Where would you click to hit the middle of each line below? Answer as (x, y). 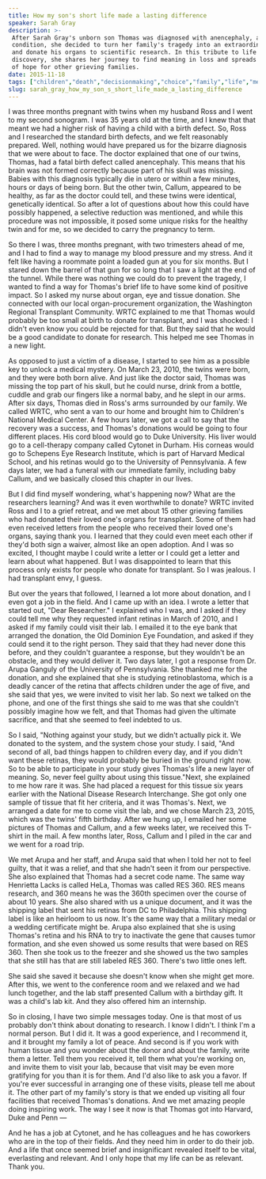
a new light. (27, 346)
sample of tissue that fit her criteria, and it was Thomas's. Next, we (118, 802)
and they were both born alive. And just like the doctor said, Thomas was (127, 378)
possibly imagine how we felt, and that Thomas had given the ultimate (122, 711)
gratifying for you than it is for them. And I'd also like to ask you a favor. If (128, 1076)
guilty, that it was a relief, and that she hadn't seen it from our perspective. (129, 869)
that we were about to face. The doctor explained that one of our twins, (125, 154)
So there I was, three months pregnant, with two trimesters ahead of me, (127, 245)
